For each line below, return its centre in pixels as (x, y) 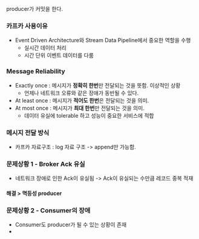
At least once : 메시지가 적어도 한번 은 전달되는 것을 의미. (82, 100)
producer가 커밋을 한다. (35, 9)
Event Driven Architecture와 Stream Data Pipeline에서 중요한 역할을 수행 (103, 40)
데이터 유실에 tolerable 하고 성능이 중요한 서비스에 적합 (89, 115)
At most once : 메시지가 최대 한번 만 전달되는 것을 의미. (80, 108)
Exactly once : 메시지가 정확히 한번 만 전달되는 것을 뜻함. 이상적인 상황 (98, 85)
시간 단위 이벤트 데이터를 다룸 (59, 56)
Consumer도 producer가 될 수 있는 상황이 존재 (71, 225)
